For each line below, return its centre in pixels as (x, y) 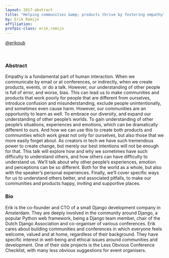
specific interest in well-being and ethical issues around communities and (81, 239)
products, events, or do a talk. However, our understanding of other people (83, 87)
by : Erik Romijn (22, 19)
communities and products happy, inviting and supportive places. (73, 184)
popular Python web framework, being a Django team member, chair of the (83, 218)
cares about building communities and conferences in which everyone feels (84, 229)
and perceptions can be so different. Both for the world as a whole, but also (83, 167)
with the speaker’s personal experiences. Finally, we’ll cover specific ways (82, 173)
